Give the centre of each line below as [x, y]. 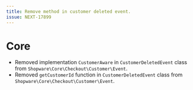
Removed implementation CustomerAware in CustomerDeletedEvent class [101, 62]
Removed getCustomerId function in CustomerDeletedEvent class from [99, 75]
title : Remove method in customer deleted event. [69, 11]
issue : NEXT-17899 [29, 17]
